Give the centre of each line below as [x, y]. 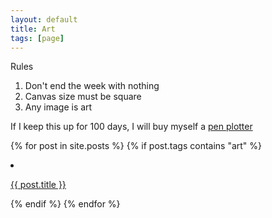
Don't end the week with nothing [92, 86]
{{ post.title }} [38, 185]
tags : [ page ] [37, 38]
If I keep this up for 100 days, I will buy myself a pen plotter [131, 127]
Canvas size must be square [83, 97]
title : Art [33, 29]
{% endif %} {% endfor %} [65, 204]
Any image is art [58, 107]
